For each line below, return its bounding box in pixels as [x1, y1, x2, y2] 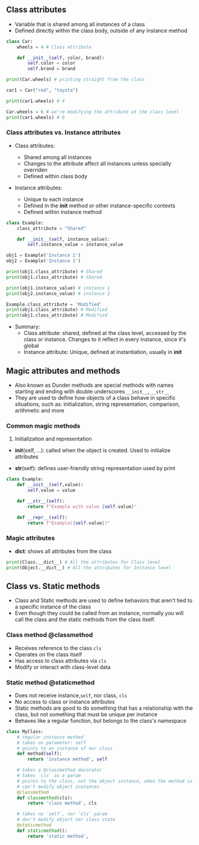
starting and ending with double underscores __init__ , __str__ [14, 388, 169, 395]
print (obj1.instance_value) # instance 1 [6, 285, 110, 291]
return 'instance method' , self [27, 756, 108, 762]
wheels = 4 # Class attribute [17, 44, 92, 50]
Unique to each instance [23, 195, 84, 203]
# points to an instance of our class [17, 745, 113, 751]
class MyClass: [6, 728, 44, 735]
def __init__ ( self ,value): [17, 482, 84, 488]
